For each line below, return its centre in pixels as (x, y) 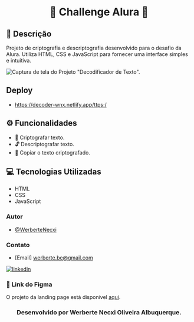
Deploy (19, 91)
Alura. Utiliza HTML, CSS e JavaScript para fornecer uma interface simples (97, 54)
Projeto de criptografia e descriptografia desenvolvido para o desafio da (94, 48)
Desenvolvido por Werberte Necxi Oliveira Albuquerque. (99, 313)
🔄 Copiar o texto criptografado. (52, 152)
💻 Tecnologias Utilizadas (54, 172)
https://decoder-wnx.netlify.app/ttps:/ (61, 104)
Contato (18, 245)
